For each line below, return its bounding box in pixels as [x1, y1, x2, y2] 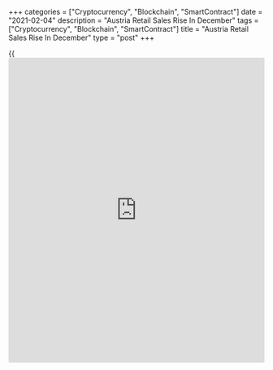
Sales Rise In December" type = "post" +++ [8, 33, 155, 42]
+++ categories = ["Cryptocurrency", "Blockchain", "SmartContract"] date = [8, 7, 263, 16]
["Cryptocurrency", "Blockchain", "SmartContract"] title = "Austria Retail [8, 24, 249, 33]
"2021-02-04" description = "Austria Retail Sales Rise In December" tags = [8, 15, 259, 25]
